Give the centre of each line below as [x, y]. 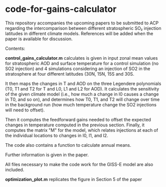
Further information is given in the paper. [47, 155]
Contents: [15, 48]
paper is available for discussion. [39, 39]
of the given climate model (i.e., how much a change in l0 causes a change [82, 94]
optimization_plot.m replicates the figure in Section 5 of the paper [74, 179]
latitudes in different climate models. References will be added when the [79, 33]
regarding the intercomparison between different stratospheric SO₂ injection [83, 28]
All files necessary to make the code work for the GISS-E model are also [79, 164]
